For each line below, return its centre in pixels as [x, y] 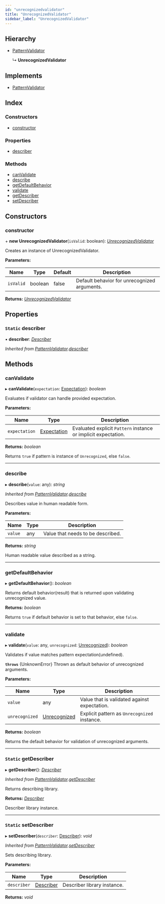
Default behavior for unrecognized [116, 280]
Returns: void [19, 897]
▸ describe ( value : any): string [35, 484]
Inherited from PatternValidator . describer [47, 349]
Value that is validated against [114, 700]
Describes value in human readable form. [47, 503]
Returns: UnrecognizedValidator [38, 299]
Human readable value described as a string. [50, 555]
